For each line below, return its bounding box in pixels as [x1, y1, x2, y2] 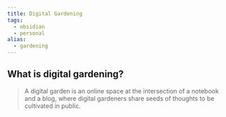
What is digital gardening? [7, 68, 124, 80]
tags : [7, 17, 23, 24]
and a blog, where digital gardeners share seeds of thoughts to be [24, 94, 215, 102]
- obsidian [13, 23, 45, 30]
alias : [7, 36, 27, 43]
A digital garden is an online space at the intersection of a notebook [24, 86, 219, 95]
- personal [13, 29, 45, 37]
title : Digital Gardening [7, 10, 82, 17]
